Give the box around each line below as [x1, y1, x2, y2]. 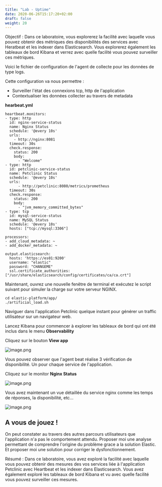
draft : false [5, 16, 32, 21]
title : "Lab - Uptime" [5, 7, 51, 12]
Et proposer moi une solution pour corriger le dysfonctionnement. [5, 447, 136, 453]
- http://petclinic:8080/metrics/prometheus [17, 184, 110, 189]
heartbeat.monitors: [5, 112, 47, 117]
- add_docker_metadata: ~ [5, 243, 57, 248]
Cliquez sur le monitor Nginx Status [5, 371, 77, 377]
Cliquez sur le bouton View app [5, 338, 68, 344]
